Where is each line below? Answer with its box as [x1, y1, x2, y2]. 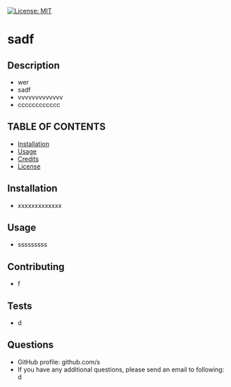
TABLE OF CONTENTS [7, 121, 106, 133]
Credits [17, 154, 39, 163]
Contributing [7, 261, 65, 273]
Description [7, 59, 60, 71]
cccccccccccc [17, 101, 61, 109]
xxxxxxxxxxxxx [17, 201, 62, 209]
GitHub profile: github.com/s [17, 357, 101, 366]
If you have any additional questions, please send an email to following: [17, 365, 225, 374]
